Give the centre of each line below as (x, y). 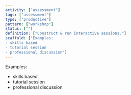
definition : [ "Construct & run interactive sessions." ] (66, 33)
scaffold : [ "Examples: (29, 38)
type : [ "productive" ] (28, 19)
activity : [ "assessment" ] (33, 10)
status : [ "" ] (19, 29)
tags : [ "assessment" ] (28, 15)
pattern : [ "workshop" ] (29, 24)
